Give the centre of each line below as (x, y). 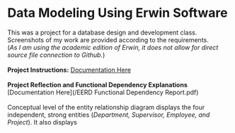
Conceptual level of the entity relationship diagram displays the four (106, 107)
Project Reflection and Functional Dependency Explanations (97, 84)
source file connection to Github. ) (56, 55)
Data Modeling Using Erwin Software (117, 13)
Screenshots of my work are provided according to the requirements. (108, 39)
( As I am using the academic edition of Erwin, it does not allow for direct (113, 47)
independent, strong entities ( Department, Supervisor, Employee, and (109, 115)
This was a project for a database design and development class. (102, 32)
